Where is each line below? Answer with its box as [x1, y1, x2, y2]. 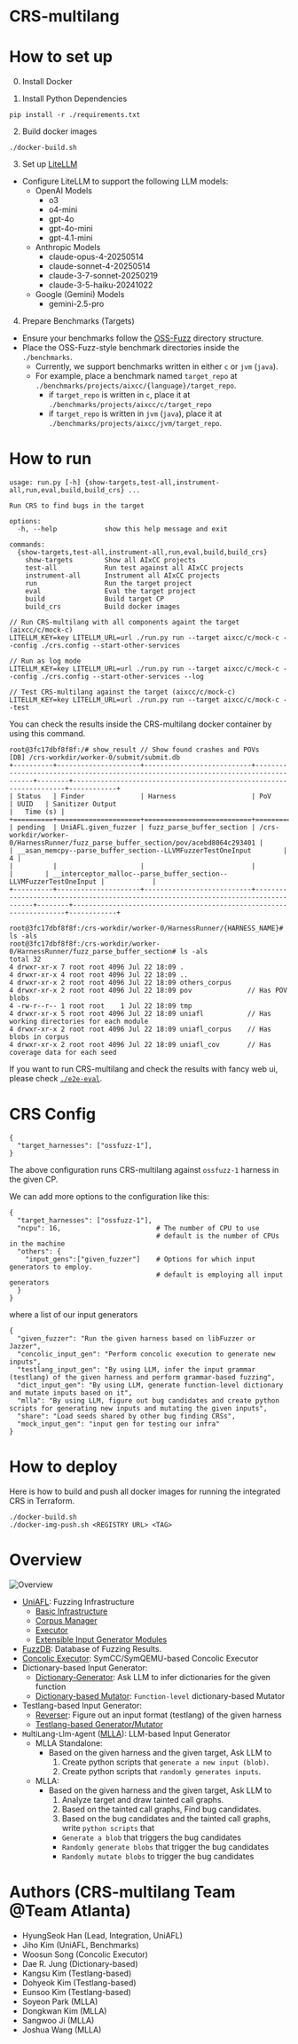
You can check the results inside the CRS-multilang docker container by [9, 719, 272, 729]
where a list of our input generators [9, 1309, 138, 1319]
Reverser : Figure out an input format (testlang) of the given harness [35, 1710, 282, 1720]
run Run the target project [25, 579, 192, 588]
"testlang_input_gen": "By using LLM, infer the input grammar [17, 1365, 255, 1374]
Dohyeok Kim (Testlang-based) [21, 1977, 137, 1988]
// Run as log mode [9, 656, 82, 666]
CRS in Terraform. [9, 1495, 75, 1505]
